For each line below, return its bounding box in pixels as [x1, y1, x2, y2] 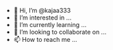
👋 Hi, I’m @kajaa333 [13, 7, 71, 14]
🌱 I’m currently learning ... [13, 21, 87, 28]
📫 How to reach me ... [13, 36, 77, 43]
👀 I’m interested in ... [13, 14, 72, 22]
